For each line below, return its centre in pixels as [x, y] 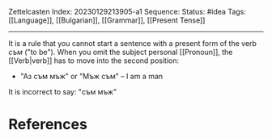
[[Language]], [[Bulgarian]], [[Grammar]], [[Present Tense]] [107, 20]
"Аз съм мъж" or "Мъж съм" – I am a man [91, 76]
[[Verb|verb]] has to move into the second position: [94, 61]
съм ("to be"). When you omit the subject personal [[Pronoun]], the [121, 52]
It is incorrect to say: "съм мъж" [63, 92]
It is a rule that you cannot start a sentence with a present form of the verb [133, 43]
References [48, 125]
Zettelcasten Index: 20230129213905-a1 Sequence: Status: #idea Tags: [127, 12]
